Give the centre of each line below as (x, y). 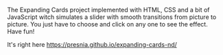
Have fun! (21, 31)
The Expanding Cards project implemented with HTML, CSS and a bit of (109, 10)
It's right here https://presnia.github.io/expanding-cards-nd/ (92, 44)
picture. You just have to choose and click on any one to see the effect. (107, 24)
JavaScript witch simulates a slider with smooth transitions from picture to (112, 17)
